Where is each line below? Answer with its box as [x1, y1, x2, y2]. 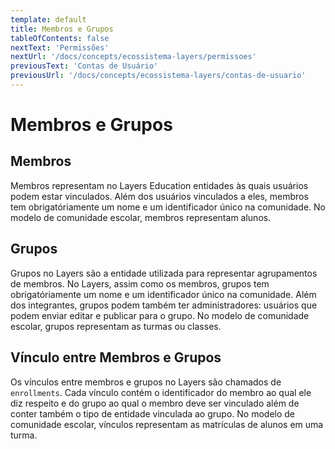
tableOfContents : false [10, 33, 110, 43]
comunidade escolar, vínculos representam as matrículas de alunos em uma [10, 418, 324, 430]
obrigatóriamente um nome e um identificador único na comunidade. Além [10, 288, 317, 300]
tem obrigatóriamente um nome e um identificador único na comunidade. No [10, 201, 326, 213]
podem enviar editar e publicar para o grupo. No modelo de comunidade [10, 309, 310, 321]
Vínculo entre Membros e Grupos [10, 349, 222, 366]
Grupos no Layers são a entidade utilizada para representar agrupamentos [10, 267, 318, 279]
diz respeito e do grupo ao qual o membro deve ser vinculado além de [10, 397, 300, 409]
